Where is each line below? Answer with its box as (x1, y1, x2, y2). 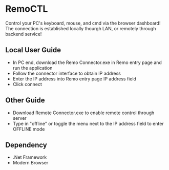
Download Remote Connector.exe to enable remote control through (12, 110, 155, 116)
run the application (12, 65, 53, 71)
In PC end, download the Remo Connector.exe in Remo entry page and (12, 59, 162, 66)
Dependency (5, 140, 47, 149)
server (12, 115, 27, 121)
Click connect (12, 81, 43, 87)
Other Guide (5, 96, 45, 105)
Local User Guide (5, 46, 61, 54)
